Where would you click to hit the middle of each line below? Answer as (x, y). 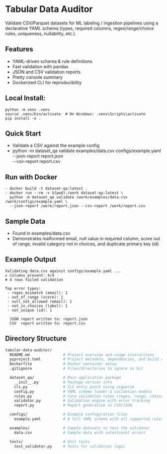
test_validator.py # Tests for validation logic (70, 446)
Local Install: (25, 98)
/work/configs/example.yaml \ (37, 202)
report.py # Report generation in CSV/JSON (73, 405)
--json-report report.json (38, 156)
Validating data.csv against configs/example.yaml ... (63, 271)
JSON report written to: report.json (49, 319)
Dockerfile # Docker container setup (63, 364)
